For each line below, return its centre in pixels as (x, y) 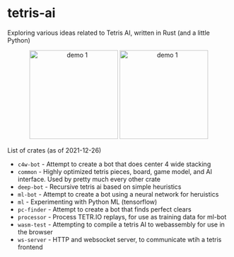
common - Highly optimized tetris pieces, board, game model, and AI (115, 171)
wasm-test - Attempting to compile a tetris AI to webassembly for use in (121, 224)
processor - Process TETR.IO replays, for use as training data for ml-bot (122, 217)
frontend (30, 247)
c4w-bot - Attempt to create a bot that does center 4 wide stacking (114, 164)
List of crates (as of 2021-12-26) (54, 150)
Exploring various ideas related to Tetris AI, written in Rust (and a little (109, 33)
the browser (35, 231)
